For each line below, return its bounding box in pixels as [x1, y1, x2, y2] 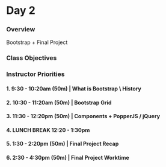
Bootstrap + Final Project [6, 39, 68, 46]
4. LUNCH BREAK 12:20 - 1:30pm [6, 126, 90, 133]
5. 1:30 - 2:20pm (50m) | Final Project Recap [6, 140, 119, 148]
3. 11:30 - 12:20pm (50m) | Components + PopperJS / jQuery [6, 113, 161, 120]
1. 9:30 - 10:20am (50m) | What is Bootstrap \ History [6, 85, 141, 92]
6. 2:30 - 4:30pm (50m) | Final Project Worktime [6, 154, 129, 161]
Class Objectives [6, 54, 57, 62]
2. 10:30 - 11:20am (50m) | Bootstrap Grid [6, 99, 112, 106]
